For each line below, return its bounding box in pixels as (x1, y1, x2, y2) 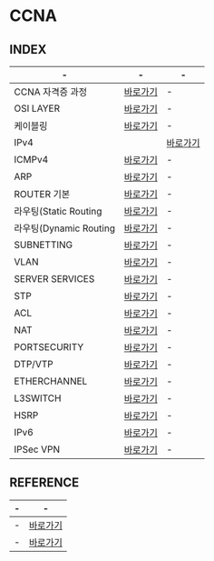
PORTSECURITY (14, 341, 84, 353)
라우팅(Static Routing (14, 205, 102, 217)
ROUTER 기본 (14, 188, 71, 200)
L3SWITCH (14, 392, 62, 405)
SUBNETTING (14, 238, 73, 251)
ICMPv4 (14, 154, 49, 165)
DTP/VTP (14, 358, 53, 370)
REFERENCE (9, 475, 80, 491)
